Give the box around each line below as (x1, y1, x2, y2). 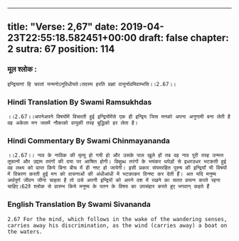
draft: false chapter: (138, 32, 229, 44)
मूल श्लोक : (7, 65, 37, 75)
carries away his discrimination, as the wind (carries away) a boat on (7, 222, 228, 229)
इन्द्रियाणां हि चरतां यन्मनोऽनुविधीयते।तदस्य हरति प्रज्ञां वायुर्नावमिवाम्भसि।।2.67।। (7, 80, 176, 87)
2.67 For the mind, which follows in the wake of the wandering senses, (7, 215, 228, 223)
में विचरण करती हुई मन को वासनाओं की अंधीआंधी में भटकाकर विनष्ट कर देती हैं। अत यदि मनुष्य (7, 171, 217, 178)
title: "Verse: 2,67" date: (7, 21, 119, 33)
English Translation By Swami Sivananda (7, 200, 152, 210)
